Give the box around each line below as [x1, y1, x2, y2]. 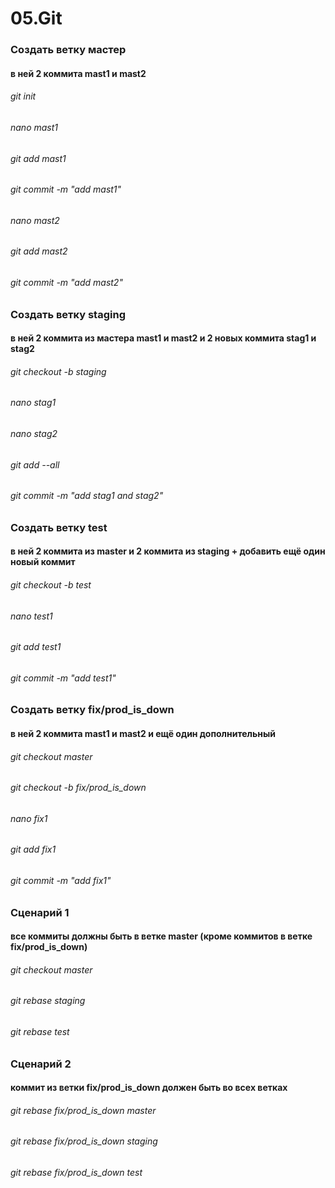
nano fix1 [10, 812, 48, 824]
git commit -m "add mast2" [10, 276, 123, 288]
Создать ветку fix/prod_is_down [10, 703, 175, 717]
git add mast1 [10, 152, 67, 164]
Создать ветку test [10, 520, 108, 534]
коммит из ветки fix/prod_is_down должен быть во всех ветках [10, 1082, 288, 1094]
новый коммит [10, 556, 76, 568]
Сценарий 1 [10, 905, 70, 919]
